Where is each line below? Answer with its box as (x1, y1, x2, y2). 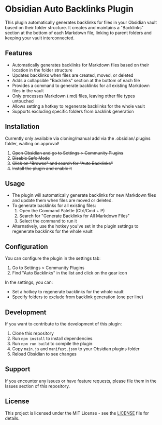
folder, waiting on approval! (5, 140, 59, 146)
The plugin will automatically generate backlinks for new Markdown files (12, 192, 156, 198)
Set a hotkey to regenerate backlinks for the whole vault (12, 289, 124, 295)
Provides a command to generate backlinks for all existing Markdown (12, 83, 150, 88)
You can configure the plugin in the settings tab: (5, 255, 101, 261)
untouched (12, 98, 34, 104)
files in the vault (12, 87, 44, 93)
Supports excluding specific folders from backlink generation (12, 108, 134, 114)
